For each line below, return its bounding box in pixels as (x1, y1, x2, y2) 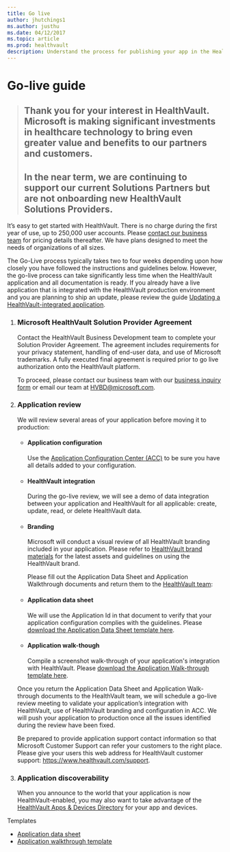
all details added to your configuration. (27, 461, 137, 470)
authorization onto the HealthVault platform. (16, 362, 141, 370)
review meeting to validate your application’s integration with (16, 699, 188, 707)
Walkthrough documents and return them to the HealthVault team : (27, 580, 214, 589)
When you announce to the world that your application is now (16, 789, 191, 797)
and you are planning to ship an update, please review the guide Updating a (7, 293, 220, 302)
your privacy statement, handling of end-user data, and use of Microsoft (16, 348, 221, 356)
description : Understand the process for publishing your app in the (7, 49, 210, 56)
